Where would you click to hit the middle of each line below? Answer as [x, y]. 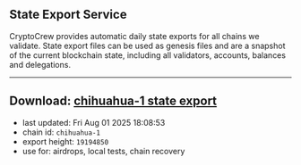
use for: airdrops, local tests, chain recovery [103, 151]
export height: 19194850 [65, 141]
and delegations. [40, 64]
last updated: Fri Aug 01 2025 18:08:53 [94, 122]
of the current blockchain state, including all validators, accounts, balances [148, 55]
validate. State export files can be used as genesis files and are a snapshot [147, 45]
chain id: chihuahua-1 [61, 132]
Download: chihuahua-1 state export [113, 101]
